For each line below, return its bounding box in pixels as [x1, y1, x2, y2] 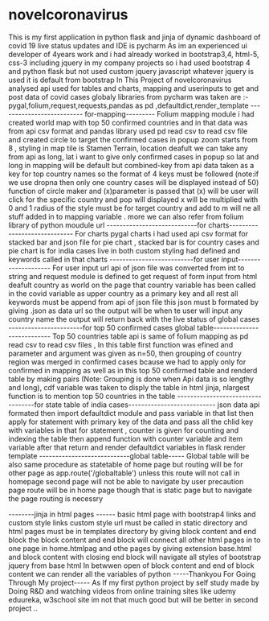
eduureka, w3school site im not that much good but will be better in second [8, 594, 259, 604]
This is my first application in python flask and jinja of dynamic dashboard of [8, 32, 261, 42]
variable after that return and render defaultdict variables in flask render [8, 442, 247, 452]
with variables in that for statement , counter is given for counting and [8, 425, 239, 435]
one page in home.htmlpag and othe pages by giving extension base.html [8, 543, 251, 553]
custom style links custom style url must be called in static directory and [8, 517, 247, 528]
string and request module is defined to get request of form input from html [8, 271, 258, 281]
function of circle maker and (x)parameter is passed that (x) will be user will [8, 186, 259, 195]
